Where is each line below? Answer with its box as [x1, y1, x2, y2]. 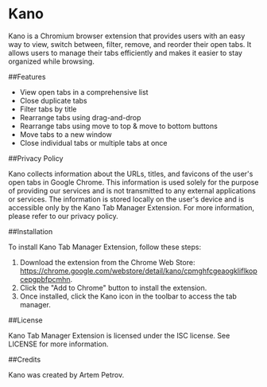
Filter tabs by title [19, 104, 77, 114]
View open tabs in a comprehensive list [19, 87, 149, 96]
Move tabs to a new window [19, 129, 113, 139]
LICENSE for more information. [8, 339, 109, 349]
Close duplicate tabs [19, 96, 87, 105]
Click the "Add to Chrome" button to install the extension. [19, 283, 207, 292]
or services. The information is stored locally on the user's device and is [8, 194, 245, 204]
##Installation [8, 226, 53, 236]
